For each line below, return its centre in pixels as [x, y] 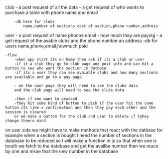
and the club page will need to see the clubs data [69, 90]
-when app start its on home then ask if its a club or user [79, 59]
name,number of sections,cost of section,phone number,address [91, 26]
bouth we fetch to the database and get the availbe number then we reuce [82, 146]
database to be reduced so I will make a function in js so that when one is [81, 140]
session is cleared [26, 112]
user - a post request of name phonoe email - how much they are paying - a [84, 35]
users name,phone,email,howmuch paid [46, 46]
